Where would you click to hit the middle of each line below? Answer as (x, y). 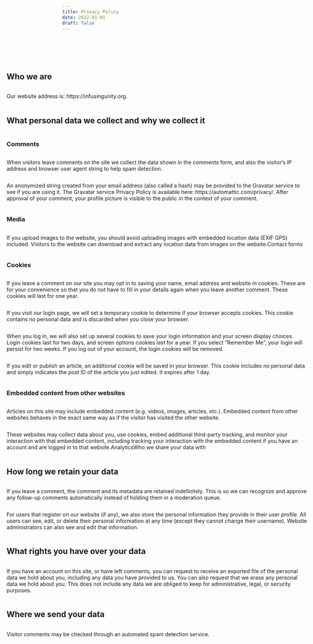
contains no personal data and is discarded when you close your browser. (98, 319)
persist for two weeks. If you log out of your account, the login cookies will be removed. (115, 348)
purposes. (19, 590)
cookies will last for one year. (43, 296)
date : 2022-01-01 (84, 17)
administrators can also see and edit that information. (73, 527)
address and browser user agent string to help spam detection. (85, 169)
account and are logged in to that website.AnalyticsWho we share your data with (106, 448)
